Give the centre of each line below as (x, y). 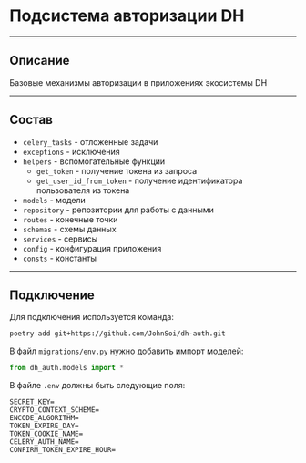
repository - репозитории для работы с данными (118, 210)
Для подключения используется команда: (92, 317)
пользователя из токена (83, 190)
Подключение (52, 295)
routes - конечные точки (70, 219)
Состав (31, 120)
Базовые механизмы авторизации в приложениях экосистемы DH (138, 82)
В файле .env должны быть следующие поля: (97, 386)
